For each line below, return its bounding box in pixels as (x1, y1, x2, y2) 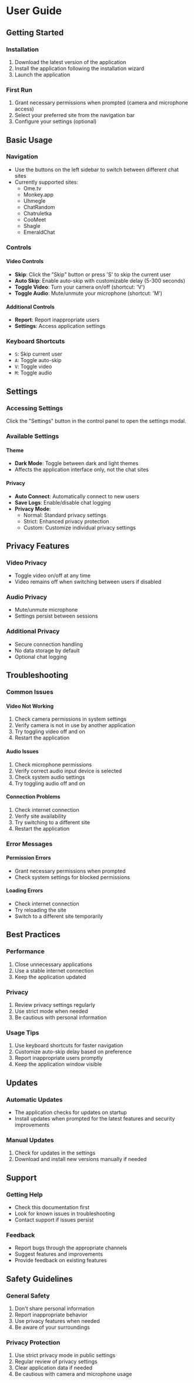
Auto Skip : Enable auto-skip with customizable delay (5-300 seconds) (14, 277, 186, 284)
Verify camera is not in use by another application (14, 722, 135, 729)
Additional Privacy (6, 627, 60, 635)
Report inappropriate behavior (14, 1311, 88, 1318)
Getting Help (6, 1190, 43, 1199)
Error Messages (6, 840, 53, 848)
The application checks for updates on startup (14, 1109, 128, 1116)
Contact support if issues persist (14, 1216, 94, 1223)
